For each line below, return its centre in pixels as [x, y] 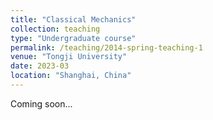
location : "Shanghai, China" [71, 76]
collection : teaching [55, 29]
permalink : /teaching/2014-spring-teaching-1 [106, 47]
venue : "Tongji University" [69, 57]
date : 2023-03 [40, 66]
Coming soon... [41, 103]
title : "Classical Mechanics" [73, 19]
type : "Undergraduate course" [73, 38]
